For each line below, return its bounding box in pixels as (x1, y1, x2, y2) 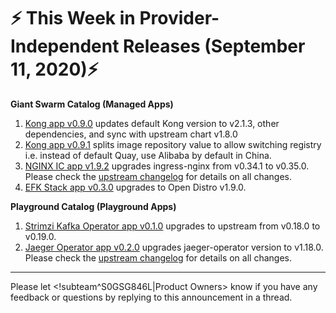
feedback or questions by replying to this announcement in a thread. (10, 291, 293, 303)
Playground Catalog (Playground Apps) (10, 200, 177, 212)
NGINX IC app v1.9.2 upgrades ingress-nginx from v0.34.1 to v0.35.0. (24, 160, 310, 172)
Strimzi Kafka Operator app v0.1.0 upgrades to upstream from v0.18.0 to (24, 220, 321, 232)
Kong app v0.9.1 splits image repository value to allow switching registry (24, 138, 322, 150)
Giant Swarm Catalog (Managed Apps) (10, 98, 174, 110)
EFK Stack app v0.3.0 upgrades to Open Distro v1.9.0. (24, 181, 247, 193)
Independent (10, 35, 120, 58)
